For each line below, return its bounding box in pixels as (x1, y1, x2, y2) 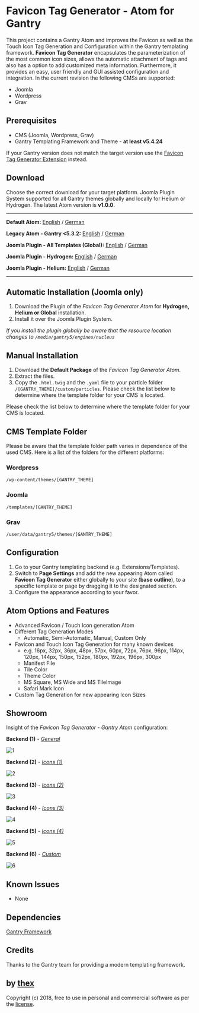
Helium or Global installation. (14, 309, 86, 316)
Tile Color (23, 665, 48, 673)
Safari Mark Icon (23, 684, 65, 692)
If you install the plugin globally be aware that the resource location (6, 327, 172, 334)
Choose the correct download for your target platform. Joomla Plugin (6, 188, 175, 195)
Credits (6, 945, 34, 955)
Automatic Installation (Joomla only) (6, 287, 144, 297)
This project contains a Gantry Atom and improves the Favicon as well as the (6, 36, 193, 43)
